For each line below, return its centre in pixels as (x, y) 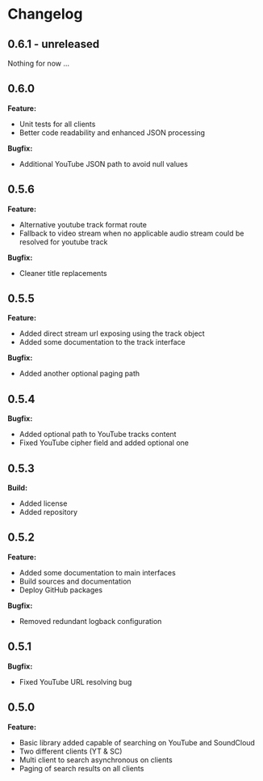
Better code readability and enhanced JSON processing (112, 132)
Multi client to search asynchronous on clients (96, 760)
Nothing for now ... (39, 63)
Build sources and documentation (75, 581)
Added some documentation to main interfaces (98, 572)
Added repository (48, 512)
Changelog (45, 14)
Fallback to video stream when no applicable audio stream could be (131, 233)
